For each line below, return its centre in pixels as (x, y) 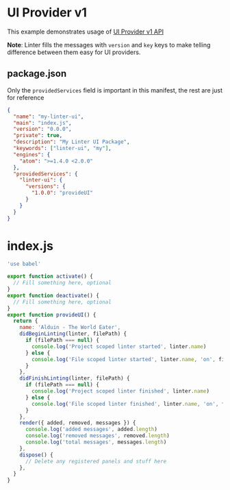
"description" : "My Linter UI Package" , (72, 142)
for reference (26, 97)
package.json (37, 74)
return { (26, 321)
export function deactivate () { (53, 295)
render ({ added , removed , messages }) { (78, 423)
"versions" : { (46, 186)
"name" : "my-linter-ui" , (49, 117)
